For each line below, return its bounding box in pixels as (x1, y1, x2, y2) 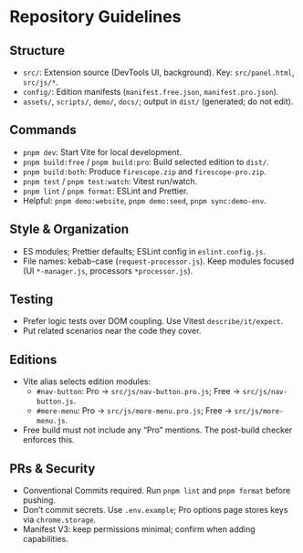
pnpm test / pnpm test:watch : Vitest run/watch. (22, 175, 198, 186)
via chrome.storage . (22, 514, 97, 526)
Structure (9, 43, 66, 58)
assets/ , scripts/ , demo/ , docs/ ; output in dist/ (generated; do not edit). (22, 96, 294, 107)
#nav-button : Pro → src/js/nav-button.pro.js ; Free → (36, 386, 241, 397)
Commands (9, 122, 78, 138)
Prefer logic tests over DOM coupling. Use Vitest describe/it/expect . (22, 316, 284, 327)
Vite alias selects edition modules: (22, 376, 151, 387)
